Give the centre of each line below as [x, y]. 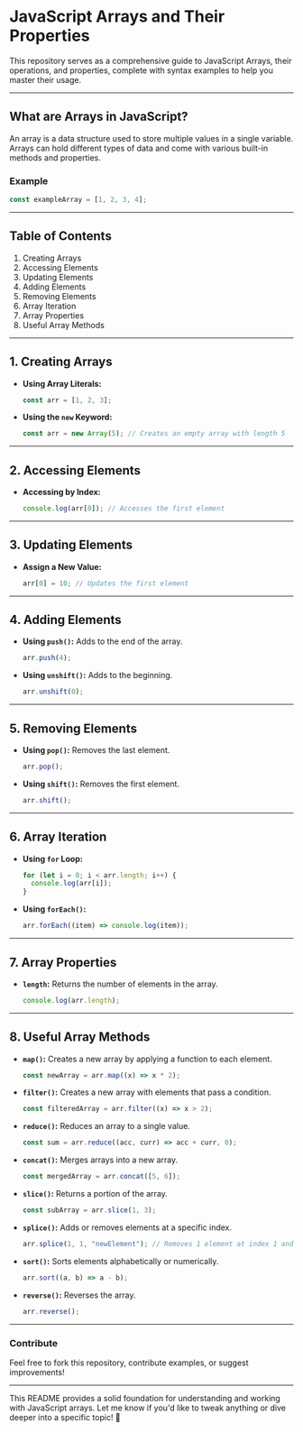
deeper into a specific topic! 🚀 [65, 1417]
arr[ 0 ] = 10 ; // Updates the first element [106, 583]
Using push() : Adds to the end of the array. [102, 641]
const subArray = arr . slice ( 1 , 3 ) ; [89, 1210]
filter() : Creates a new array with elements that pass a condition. [147, 1092]
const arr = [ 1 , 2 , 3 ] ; [67, 400]
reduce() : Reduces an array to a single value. [106, 1126]
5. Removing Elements [73, 728]
